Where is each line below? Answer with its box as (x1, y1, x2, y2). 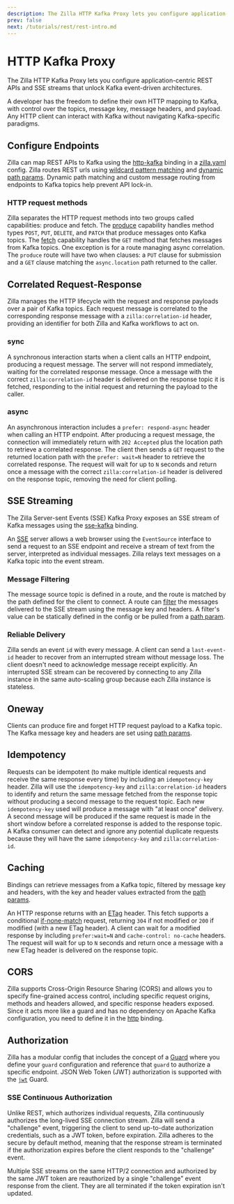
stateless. (7, 683, 35, 691)
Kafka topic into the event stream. (7, 556, 104, 565)
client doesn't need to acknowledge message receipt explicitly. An (7, 660, 198, 669)
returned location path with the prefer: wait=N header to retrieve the (7, 452, 205, 461)
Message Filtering (7, 574, 70, 584)
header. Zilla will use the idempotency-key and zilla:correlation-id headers (7, 782, 227, 791)
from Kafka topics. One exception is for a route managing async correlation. (7, 244, 225, 252)
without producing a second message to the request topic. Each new (7, 797, 205, 805)
